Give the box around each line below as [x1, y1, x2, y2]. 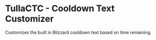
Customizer [5, 13, 54, 24]
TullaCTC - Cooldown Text [5, 3, 115, 14]
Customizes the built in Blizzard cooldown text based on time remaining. [5, 29, 152, 35]
